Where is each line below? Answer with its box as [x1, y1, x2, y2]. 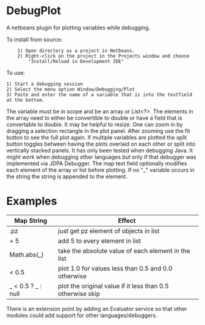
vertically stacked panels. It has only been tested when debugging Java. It [6, 146, 193, 154]
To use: [6, 69, 26, 77]
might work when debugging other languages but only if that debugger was [6, 153, 196, 160]
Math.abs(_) [9, 250, 44, 259]
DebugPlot [6, 4, 61, 18]
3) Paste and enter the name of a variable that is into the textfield [6, 91, 192, 98]
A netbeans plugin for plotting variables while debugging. [6, 24, 151, 31]
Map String [14, 216, 48, 225]
